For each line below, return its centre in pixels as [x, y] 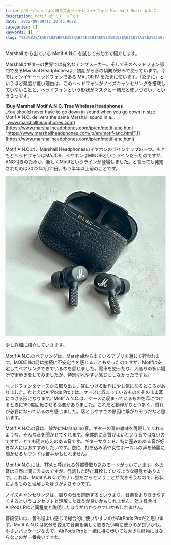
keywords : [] [19, 32]
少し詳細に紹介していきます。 [36, 345]
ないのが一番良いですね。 [36, 537]
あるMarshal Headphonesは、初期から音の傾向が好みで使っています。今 [90, 71]
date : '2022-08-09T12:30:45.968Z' [42, 21]
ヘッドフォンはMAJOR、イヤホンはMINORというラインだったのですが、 [90, 156]
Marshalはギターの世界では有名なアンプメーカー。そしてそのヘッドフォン [82, 64]
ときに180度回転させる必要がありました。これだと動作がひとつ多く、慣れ [87, 405]
